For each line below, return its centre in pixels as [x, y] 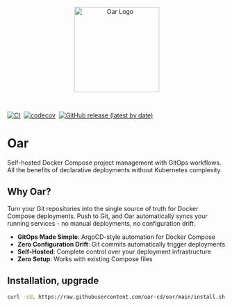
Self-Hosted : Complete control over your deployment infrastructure [114, 251]
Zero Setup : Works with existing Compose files [85, 259]
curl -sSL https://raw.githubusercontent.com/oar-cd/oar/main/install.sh [116, 297]
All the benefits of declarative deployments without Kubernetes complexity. [115, 169]
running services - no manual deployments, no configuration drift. [101, 223]
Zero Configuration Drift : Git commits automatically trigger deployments [121, 244]
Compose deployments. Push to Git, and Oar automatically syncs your [108, 216]
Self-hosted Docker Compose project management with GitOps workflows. [114, 163]
